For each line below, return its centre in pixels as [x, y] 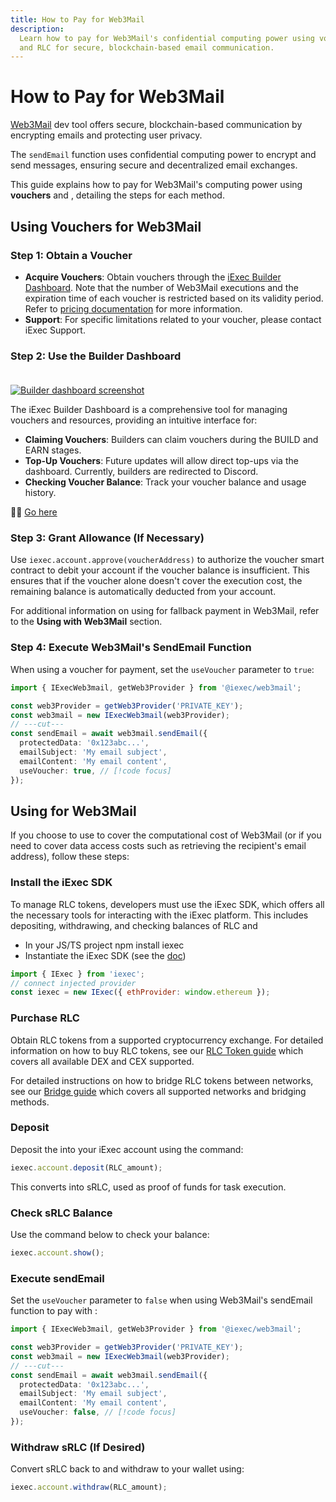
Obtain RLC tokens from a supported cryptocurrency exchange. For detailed [167, 1040]
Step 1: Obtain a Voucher [71, 255]
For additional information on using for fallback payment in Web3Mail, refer [165, 611]
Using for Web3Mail [73, 811]
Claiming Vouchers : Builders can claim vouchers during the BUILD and [171, 440]
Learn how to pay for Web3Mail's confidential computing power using [167, 38]
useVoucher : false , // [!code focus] [98, 1412]
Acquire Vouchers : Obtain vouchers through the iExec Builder [153, 277]
